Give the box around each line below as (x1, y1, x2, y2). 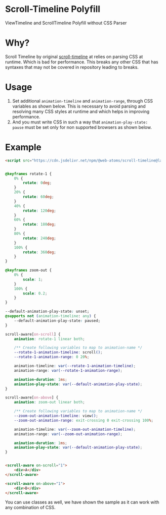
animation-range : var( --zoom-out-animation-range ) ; (14, 431, 123, 437)
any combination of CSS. (5, 505, 56, 511)
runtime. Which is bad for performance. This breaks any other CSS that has (5, 58, 159, 65)
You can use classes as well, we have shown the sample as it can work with (5, 499, 160, 505)
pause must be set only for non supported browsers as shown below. (12, 124, 152, 130)
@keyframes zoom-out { (5, 268, 52, 273)
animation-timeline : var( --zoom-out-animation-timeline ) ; (14, 427, 136, 432)
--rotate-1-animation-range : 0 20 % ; (14, 354, 90, 360)
